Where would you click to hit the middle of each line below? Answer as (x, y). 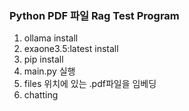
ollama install (51, 38)
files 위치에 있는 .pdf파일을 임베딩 (90, 84)
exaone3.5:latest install (71, 49)
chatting (41, 95)
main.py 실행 (49, 71)
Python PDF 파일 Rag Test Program (94, 15)
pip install (43, 59)
